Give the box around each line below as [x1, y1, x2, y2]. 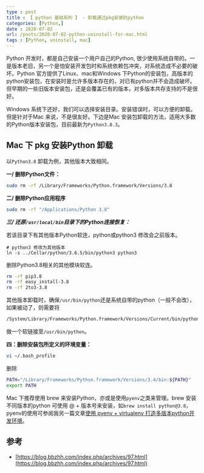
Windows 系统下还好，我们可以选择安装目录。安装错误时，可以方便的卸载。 [6, 106, 196, 112]
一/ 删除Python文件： [6, 170, 61, 178]
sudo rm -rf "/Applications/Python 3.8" [6, 206, 110, 213]
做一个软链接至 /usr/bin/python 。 [6, 328, 90, 335]
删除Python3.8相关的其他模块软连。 [6, 261, 96, 268]
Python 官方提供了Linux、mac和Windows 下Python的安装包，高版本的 [16, 70, 193, 77]
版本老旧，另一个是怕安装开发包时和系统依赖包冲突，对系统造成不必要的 [11, 62, 192, 69]
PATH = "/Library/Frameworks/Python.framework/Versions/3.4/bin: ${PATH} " [6, 376, 191, 383]
